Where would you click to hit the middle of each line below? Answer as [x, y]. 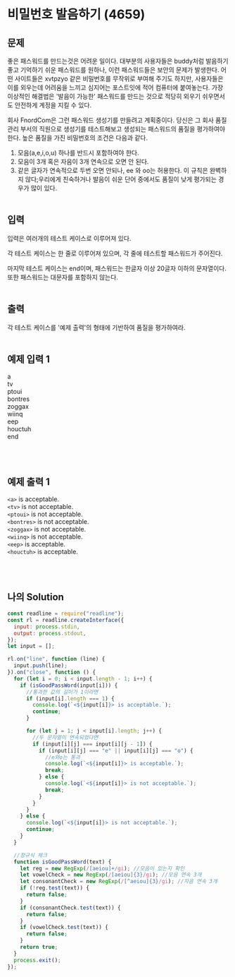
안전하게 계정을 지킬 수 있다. [53, 105]
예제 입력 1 [29, 360]
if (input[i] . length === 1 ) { [70, 699]
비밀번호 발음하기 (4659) [76, 14]
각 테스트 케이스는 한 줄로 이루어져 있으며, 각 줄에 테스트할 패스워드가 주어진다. [115, 253]
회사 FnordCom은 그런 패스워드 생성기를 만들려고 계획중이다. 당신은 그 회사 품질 [117, 120]
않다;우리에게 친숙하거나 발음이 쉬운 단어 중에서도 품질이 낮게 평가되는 [121, 179]
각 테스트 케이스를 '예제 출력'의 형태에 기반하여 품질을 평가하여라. [96, 327]
